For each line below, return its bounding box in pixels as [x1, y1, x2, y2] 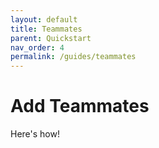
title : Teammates [10, 24, 83, 34]
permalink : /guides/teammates [10, 52, 137, 62]
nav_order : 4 [10, 42, 65, 53]
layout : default [10, 14, 78, 25]
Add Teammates [10, 95, 150, 118]
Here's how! [10, 128, 60, 140]
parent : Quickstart [10, 33, 92, 43]
